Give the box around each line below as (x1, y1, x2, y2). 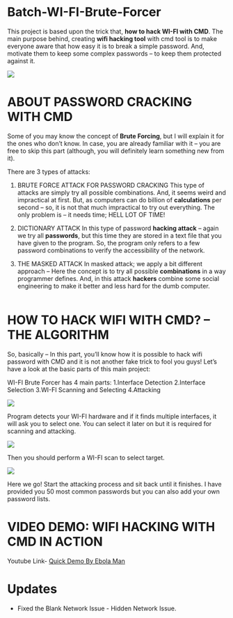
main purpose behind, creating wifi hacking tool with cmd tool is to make (7, 34, 218, 42)
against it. (7, 56, 35, 65)
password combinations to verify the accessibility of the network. (17, 246, 205, 254)
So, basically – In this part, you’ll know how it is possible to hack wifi (7, 350, 203, 358)
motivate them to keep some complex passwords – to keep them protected (7, 49, 222, 58)
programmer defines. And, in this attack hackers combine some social (17, 274, 220, 282)
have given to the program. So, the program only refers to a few (17, 238, 200, 247)
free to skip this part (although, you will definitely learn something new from (7, 147, 225, 155)
